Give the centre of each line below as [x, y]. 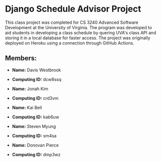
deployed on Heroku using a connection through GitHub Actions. [70, 43]
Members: [21, 58]
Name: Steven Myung [34, 126]
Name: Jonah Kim [30, 89]
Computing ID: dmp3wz [36, 154]
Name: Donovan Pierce [35, 145]
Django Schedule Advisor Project [73, 9]
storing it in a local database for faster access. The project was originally [78, 38]
